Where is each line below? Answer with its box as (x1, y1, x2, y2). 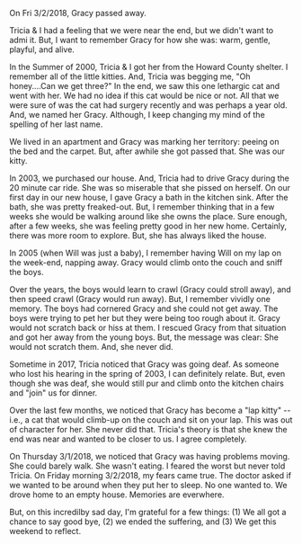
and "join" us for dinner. (9, 388, 98, 398)
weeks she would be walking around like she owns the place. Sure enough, (9, 211, 288, 221)
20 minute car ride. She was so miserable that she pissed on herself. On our (9, 183, 290, 192)
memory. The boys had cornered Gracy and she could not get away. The (9, 303, 279, 314)
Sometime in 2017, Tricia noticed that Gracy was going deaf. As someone (9, 359, 280, 370)
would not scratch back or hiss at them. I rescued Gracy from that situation (9, 323, 287, 333)
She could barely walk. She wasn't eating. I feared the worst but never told (9, 460, 286, 471)
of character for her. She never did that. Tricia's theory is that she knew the (9, 424, 288, 434)
